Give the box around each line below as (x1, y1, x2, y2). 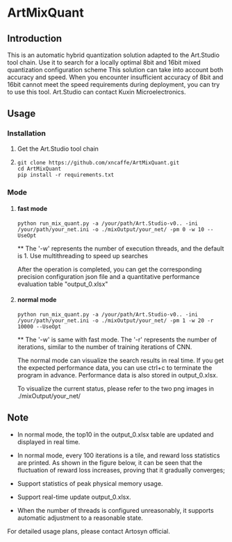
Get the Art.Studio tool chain (17, 144, 99, 153)
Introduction (7, 33, 63, 44)
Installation (7, 128, 47, 138)
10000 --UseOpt (17, 323, 62, 330)
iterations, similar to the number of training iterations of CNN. (17, 343, 192, 351)
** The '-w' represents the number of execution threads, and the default (17, 244, 224, 253)
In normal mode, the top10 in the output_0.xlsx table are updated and (17, 430, 214, 439)
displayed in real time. (17, 437, 81, 446)
